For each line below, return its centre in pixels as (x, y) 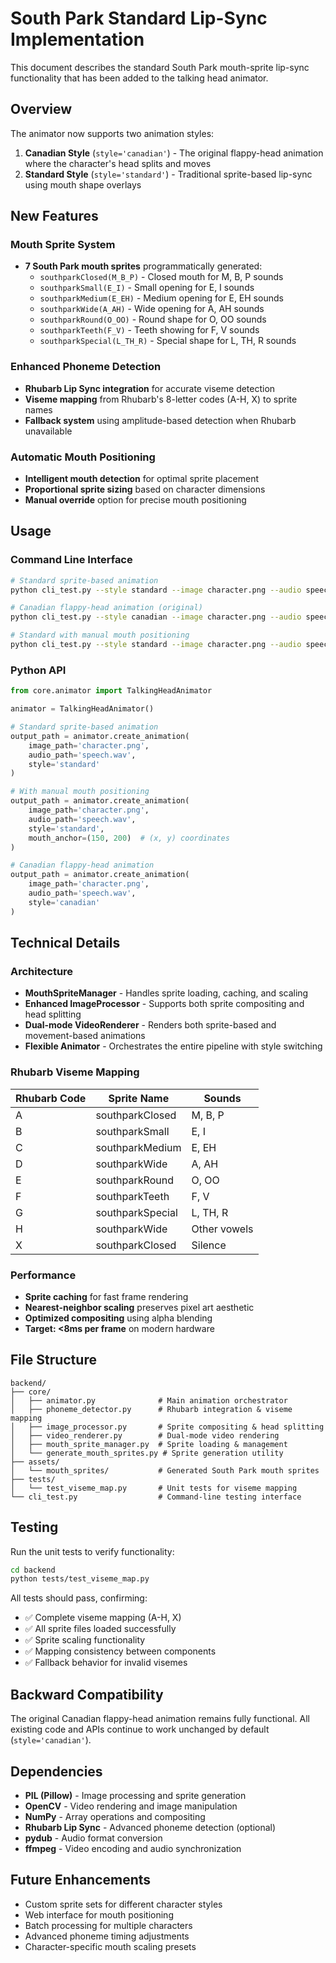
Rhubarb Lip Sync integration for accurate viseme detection (150, 388)
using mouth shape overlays (83, 184)
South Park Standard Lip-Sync (139, 18)
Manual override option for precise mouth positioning (135, 500)
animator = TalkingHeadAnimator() (82, 709)
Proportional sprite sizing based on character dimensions (145, 489)
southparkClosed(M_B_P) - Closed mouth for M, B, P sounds (161, 277)
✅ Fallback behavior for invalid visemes (106, 1663)
